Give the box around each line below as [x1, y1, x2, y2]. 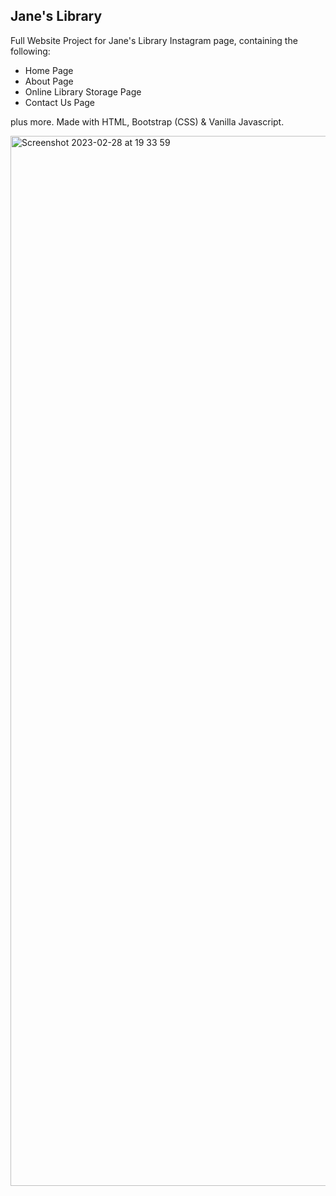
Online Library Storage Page [24, 85, 142, 98]
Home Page [24, 64, 74, 76]
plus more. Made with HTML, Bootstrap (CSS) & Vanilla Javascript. [10, 115, 285, 128]
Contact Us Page [24, 96, 96, 108]
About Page [24, 75, 74, 87]
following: [10, 45, 51, 57]
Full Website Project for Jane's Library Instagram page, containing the [10, 34, 298, 46]
